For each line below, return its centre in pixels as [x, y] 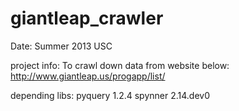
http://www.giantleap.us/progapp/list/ [88, 76]
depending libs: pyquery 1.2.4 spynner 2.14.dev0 [110, 95]
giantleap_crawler [87, 18]
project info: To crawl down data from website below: [120, 65]
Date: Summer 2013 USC [61, 46]
